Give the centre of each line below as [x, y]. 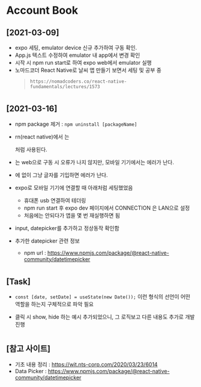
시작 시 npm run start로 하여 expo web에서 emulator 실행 [83, 63]
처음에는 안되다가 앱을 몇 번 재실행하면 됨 [72, 215]
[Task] [19, 281]
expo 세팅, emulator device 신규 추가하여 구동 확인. [76, 48]
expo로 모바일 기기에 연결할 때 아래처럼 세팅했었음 [74, 188]
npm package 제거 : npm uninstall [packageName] [76, 124]
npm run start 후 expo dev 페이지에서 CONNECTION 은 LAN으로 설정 [107, 208]
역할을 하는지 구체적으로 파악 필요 [54, 304]
